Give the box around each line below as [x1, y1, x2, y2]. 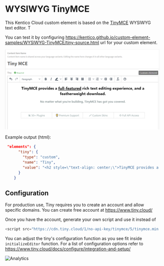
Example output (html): [5, 134, 51, 140]
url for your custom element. [100, 39, 158, 45]
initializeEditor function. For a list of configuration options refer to [5, 241, 143, 247]
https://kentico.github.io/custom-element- [65, 34, 151, 40]
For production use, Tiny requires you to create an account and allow [5, 202, 144, 208]
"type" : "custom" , [23, 155, 60, 160]
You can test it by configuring [5, 34, 65, 40]
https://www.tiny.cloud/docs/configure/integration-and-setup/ [5, 246, 131, 252]
